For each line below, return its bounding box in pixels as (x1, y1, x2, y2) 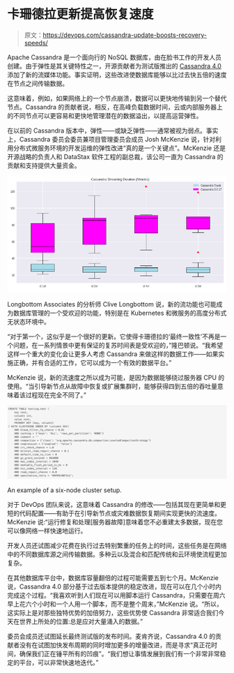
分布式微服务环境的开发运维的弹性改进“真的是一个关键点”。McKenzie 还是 (13, 144, 226, 152)
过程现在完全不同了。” (25, 391, 87, 399)
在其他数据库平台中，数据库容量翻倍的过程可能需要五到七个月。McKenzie (7, 573, 219, 582)
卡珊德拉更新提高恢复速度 (7, 6, 155, 22)
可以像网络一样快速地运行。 (7, 526, 87, 535)
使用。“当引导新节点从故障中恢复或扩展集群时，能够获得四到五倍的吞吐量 (7, 382, 218, 391)
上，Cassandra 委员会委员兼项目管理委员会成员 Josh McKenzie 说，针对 (7, 135, 216, 143)
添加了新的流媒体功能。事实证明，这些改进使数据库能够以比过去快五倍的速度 (7, 71, 227, 79)
